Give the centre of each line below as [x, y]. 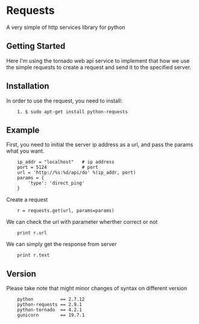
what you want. [25, 151]
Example [23, 130]
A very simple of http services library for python [66, 27]
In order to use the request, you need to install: [64, 101]
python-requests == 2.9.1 [50, 305]
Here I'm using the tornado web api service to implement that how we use [98, 60]
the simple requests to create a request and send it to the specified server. [99, 67]
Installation [28, 86]
